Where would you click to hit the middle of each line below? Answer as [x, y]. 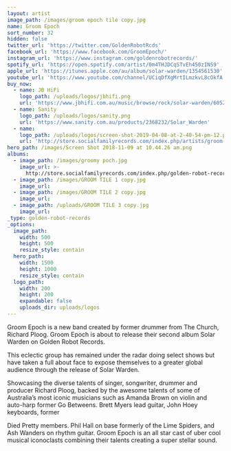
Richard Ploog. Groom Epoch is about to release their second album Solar [111, 334]
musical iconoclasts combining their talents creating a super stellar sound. [112, 440]
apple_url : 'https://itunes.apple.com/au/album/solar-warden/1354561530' [115, 71]
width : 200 [35, 288]
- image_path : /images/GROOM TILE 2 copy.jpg [80, 192]
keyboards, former [33, 412]
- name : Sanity [35, 109]
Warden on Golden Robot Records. [56, 342]
